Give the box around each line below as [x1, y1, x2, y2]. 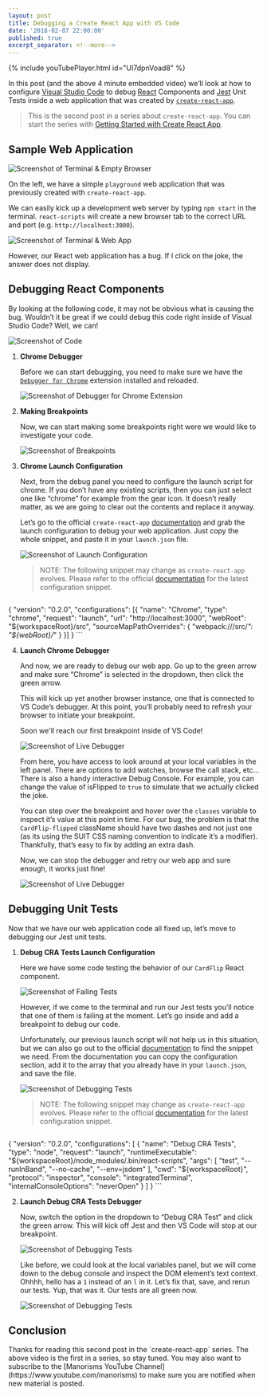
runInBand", [8, 1164, 48, 1174]
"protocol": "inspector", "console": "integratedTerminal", [8, 1173, 193, 1182]
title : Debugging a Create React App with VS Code [8, 19, 180, 27]
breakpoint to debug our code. [19, 1019, 121, 1028]
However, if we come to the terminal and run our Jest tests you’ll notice [19, 1002, 254, 1012]
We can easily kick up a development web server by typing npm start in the [8, 203, 257, 212]
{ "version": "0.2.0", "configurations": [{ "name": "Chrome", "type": [8, 604, 228, 614]
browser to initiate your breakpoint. [19, 710, 135, 720]
